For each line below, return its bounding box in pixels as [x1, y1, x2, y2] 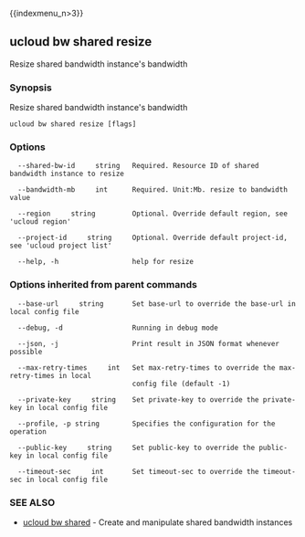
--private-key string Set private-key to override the [17, 395, 259, 405]
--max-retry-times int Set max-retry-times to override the [17, 363, 276, 373]
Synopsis [9, 81, 52, 94]
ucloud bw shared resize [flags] [9, 120, 137, 129]
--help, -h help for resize [17, 258, 195, 267]
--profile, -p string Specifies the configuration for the [17, 419, 276, 428]
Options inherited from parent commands [9, 279, 198, 291]
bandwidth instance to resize [9, 169, 125, 179]
